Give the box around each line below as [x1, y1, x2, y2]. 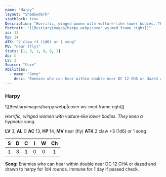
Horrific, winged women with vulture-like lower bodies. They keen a [5, 113, 143, 119]
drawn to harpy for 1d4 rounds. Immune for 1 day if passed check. [5, 166, 139, 172]
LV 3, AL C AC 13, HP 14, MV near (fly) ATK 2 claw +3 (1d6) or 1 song [5, 128, 147, 134]
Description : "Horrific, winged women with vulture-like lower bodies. [5, 21, 156, 26]
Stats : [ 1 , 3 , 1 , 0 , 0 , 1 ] [5, 48, 61, 53]
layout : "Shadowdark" [5, 12, 50, 17]
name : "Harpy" [5, 7, 35, 12]
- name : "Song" [9, 72, 41, 77]
